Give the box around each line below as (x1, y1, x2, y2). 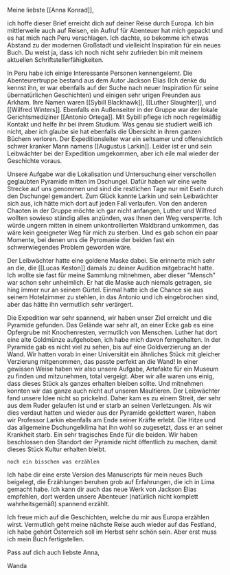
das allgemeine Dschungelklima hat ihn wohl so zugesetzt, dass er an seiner (7, 423, 223, 431)
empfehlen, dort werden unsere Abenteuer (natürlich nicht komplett (7, 492, 198, 501)
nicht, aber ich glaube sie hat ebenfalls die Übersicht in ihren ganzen (7, 127, 201, 135)
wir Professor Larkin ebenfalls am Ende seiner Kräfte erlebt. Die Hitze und (7, 416, 216, 424)
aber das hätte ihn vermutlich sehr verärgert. (7, 301, 134, 308)
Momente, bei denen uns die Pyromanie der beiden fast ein (7, 236, 175, 243)
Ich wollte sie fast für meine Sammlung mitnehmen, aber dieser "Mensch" (7, 271, 216, 279)
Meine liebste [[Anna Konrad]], (7, 6, 94, 14)
